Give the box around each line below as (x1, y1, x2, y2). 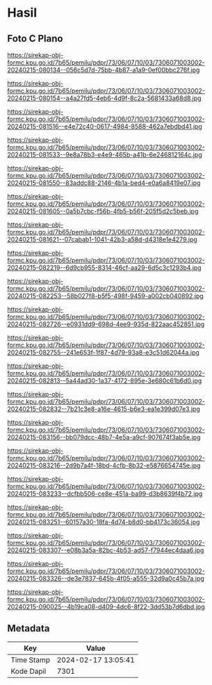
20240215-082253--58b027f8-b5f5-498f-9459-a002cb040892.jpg (7, 292, 204, 300)
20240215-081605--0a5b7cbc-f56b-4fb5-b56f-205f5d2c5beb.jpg (7, 207, 199, 215)
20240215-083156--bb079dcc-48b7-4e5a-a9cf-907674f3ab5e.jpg (7, 433, 201, 441)
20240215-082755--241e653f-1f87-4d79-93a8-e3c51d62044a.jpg (7, 348, 199, 356)
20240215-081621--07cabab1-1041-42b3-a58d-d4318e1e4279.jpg (7, 235, 198, 243)
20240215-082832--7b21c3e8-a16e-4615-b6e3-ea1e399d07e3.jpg (7, 405, 200, 413)
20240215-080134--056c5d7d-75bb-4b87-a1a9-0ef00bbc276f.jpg (7, 66, 200, 74)
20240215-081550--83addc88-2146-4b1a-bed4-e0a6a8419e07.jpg (7, 179, 201, 187)
